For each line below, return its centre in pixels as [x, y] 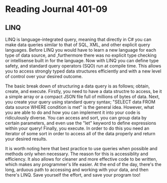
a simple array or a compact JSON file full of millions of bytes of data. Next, [83, 96]
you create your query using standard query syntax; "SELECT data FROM [80, 102]
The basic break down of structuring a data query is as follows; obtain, [78, 86]
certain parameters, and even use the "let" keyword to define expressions [81, 123]
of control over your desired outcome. [44, 76]
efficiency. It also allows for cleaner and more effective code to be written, [81, 159]
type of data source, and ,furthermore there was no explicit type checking [81, 55]
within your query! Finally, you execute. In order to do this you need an [77, 128]
